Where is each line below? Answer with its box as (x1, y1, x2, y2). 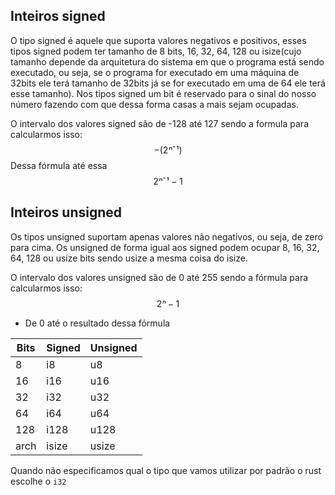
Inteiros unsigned (10, 204, 122, 221)
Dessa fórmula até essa (10, 159, 108, 171)
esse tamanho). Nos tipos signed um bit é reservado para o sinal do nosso (10, 87, 317, 99)
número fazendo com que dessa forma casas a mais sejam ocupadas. (10, 98, 299, 110)
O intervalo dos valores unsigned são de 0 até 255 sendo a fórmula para (10, 271, 309, 283)
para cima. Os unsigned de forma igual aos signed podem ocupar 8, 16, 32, (10, 241, 320, 253)
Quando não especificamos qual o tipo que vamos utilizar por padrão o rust (10, 464, 322, 476)
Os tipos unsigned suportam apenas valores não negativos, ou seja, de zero (10, 230, 323, 243)
